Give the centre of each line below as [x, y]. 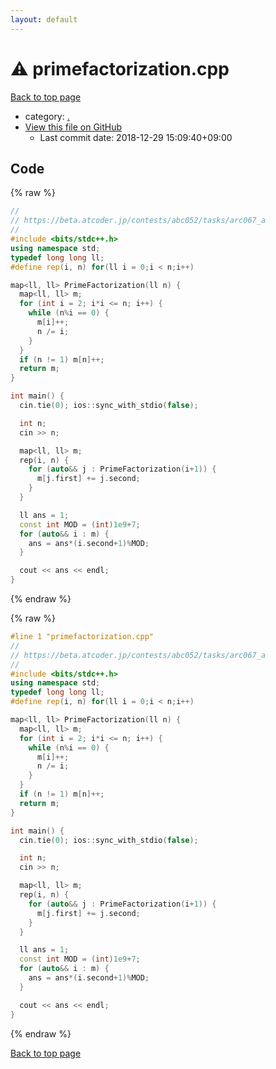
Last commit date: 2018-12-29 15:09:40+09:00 [136, 137]
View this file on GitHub [73, 127]
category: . [47, 116]
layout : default [44, 19]
